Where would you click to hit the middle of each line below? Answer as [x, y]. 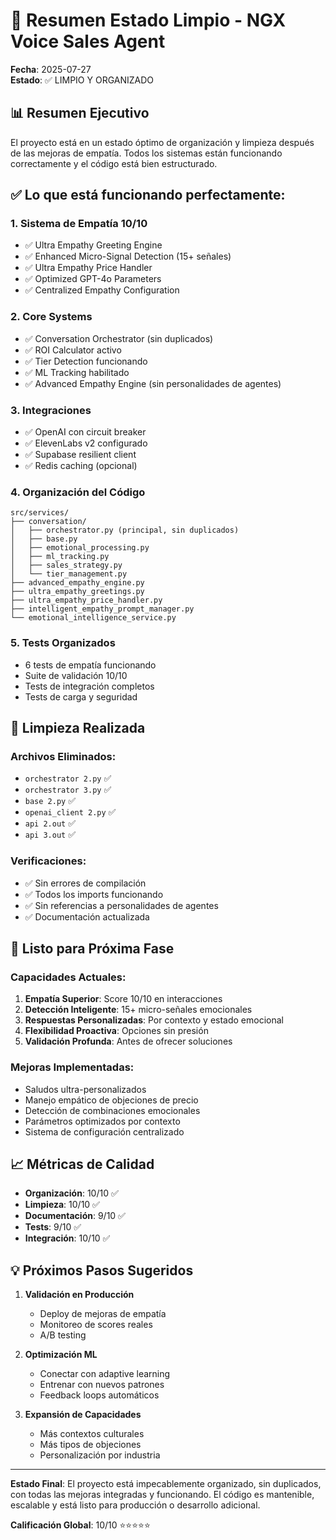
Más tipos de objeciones [90, 1445]
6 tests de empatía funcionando [90, 665]
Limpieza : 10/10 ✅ [62, 1205]
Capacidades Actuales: [68, 977]
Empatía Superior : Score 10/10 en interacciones [123, 999]
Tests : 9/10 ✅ [53, 1227]
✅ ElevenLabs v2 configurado [86, 443]
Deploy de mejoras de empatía [103, 1314]
